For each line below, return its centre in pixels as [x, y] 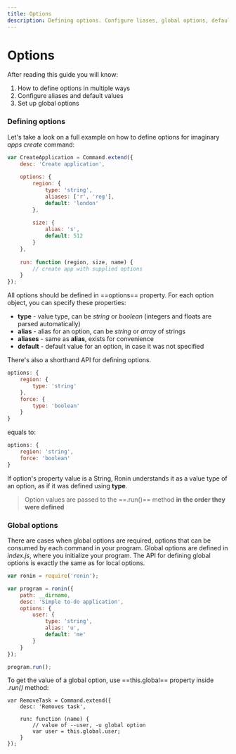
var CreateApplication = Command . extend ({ [70, 157]
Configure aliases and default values [71, 96]
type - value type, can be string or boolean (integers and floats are [114, 316]
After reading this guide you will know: [63, 75]
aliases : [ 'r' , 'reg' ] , [79, 197]
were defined [44, 507]
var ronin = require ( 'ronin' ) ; [53, 576]
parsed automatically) [49, 324]
